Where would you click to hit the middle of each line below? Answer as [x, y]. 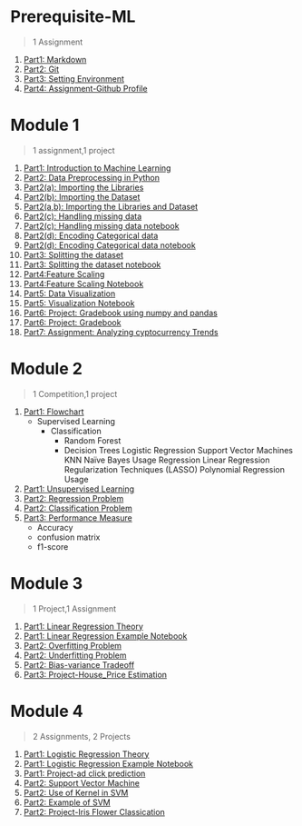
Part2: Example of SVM [67, 802]
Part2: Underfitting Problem [75, 655]
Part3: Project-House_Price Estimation [95, 674]
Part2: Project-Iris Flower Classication [94, 811]
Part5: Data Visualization [69, 294]
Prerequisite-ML [73, 17]
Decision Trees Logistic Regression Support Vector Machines [179, 450]
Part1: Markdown [55, 59]
